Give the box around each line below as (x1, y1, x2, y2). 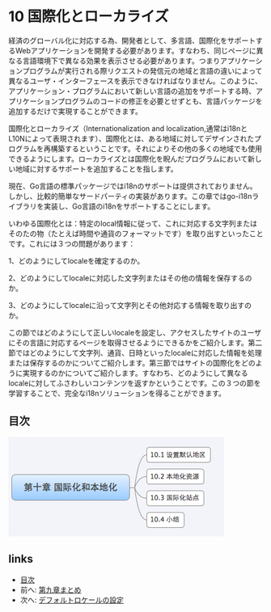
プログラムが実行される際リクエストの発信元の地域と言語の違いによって (22, 65, 263, 75)
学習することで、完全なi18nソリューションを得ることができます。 (8, 388, 227, 398)
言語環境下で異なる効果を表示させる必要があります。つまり (22, 56, 221, 65)
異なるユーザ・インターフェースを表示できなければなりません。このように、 (8, 76, 263, 86)
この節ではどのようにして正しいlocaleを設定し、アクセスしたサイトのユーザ (8, 327, 261, 337)
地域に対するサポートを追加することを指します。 (15, 163, 178, 174)
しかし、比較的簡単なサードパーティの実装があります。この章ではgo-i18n (8, 191, 252, 200)
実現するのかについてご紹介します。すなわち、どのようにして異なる (22, 368, 248, 378)
